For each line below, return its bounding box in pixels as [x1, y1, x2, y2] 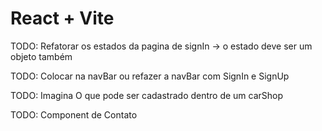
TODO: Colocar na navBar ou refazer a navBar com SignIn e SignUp [10, 70, 290, 82]
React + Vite [10, 7, 115, 30]
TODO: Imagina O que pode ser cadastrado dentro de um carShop [10, 89, 284, 101]
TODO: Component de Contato [10, 108, 138, 121]
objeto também [10, 50, 73, 62]
